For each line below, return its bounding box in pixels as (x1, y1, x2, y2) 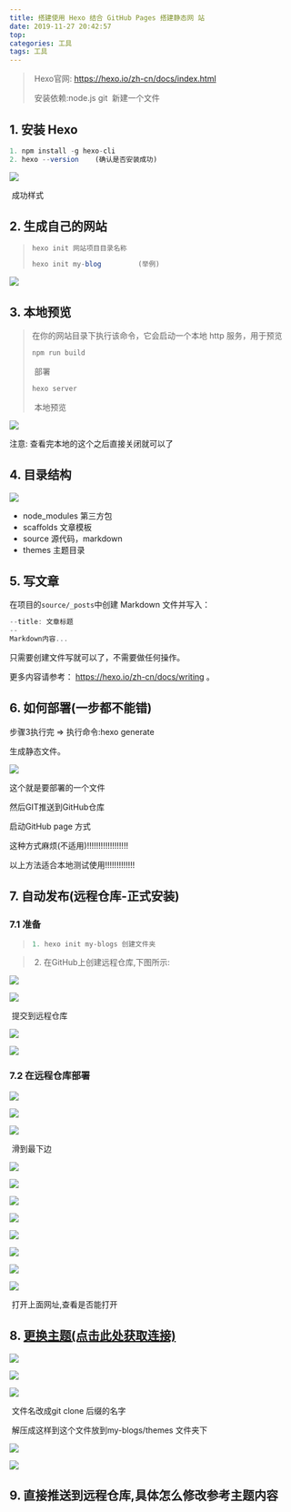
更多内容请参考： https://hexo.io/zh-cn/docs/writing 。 (9, 671, 216, 682)
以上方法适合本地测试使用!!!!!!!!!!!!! (9, 859, 135, 870)
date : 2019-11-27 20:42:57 (9, 22, 112, 31)
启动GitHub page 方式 (9, 821, 91, 832)
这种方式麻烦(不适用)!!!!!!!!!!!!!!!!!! (9, 840, 129, 851)
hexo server (31, 384, 77, 393)
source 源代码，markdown (22, 533, 123, 544)
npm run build (31, 348, 85, 358)
